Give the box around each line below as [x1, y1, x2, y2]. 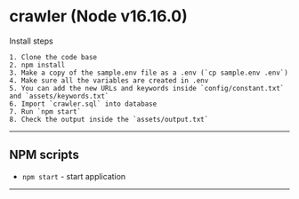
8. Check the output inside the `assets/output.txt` [9, 115, 209, 123]
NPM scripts [9, 147, 80, 163]
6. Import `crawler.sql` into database [9, 99, 158, 108]
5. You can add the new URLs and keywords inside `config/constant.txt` [9, 84, 285, 92]
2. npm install [9, 60, 66, 69]
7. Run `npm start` [9, 107, 82, 116]
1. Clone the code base [9, 52, 98, 61]
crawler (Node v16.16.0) [9, 6, 189, 27]
